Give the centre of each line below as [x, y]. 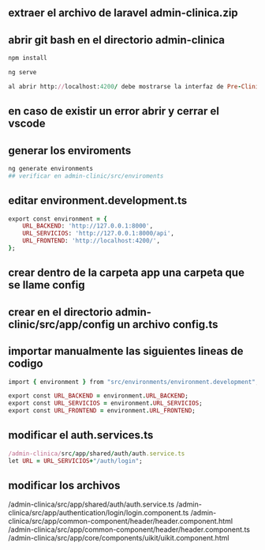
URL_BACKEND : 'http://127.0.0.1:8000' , [88, 226]
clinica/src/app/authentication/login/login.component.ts [99, 513]
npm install [28, 58]
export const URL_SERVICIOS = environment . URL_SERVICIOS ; [105, 403]
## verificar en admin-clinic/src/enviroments [86, 176]
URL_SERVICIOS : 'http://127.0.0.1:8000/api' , [99, 234]
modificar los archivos [64, 486]
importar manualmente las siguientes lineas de [126, 351]
